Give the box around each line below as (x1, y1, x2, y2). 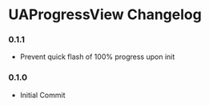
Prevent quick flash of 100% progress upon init (19, 52, 175, 61)
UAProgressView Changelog (8, 6, 202, 24)
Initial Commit (19, 90, 66, 100)
